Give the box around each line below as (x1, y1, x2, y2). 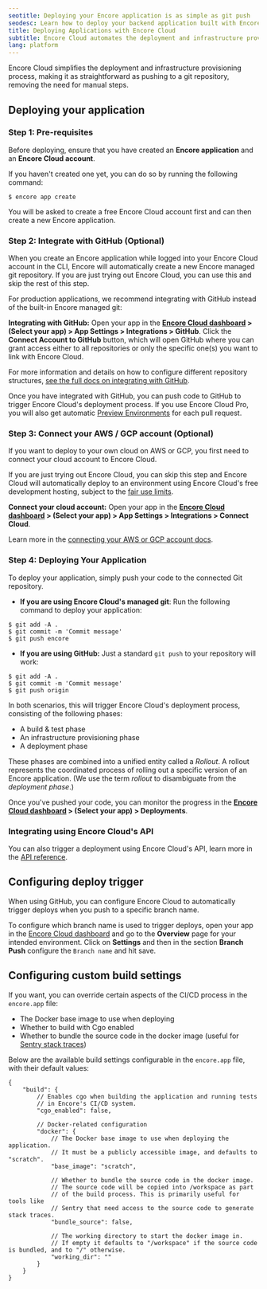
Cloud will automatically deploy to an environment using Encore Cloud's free (8, 479, 258, 488)
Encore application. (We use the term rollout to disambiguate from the (8, 774, 237, 783)
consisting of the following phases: (8, 708, 123, 718)
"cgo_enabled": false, (37, 1107, 112, 1115)
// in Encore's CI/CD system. (37, 1099, 137, 1107)
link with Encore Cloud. (8, 352, 84, 362)
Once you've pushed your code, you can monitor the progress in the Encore (8, 797, 258, 807)
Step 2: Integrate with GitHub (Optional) (8, 235, 165, 246)
